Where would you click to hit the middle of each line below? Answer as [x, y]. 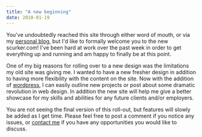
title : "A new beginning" [39, 12]
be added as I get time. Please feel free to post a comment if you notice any [100, 116]
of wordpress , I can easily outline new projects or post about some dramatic [101, 84]
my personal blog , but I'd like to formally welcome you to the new [87, 41]
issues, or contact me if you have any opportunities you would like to [92, 122]
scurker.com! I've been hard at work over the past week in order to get [94, 47]
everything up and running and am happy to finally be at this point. [89, 54]
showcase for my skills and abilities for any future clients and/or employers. [100, 98]
